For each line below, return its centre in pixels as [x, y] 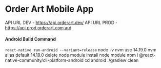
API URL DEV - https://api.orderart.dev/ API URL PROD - [61, 23]
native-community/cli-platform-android [44, 60]
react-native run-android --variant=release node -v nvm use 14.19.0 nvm [81, 50]
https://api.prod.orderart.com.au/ [38, 27]
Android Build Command [30, 39]
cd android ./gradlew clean [112, 60]
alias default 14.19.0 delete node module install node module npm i [71, 55]
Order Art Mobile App [49, 9]
